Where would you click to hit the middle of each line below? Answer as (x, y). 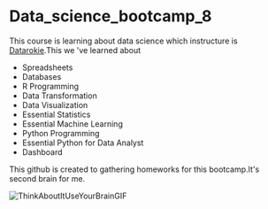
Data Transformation (59, 96)
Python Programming (61, 133)
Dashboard (42, 151)
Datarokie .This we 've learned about (75, 50)
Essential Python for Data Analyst (83, 143)
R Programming (50, 86)
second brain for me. (47, 178)
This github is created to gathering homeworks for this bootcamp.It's (134, 169)
